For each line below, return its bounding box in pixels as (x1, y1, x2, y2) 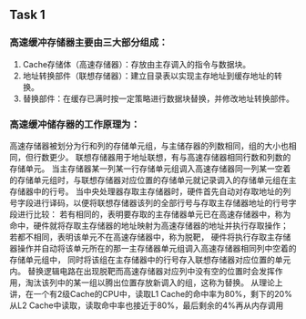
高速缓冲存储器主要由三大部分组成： (9, 36, 168, 49)
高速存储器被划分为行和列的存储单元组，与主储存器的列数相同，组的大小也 (9, 140, 289, 151)
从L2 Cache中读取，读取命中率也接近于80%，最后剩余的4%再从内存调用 (9, 300, 284, 311)
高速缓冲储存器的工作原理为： (9, 118, 141, 130)
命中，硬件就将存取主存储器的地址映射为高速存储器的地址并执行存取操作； (9, 220, 289, 231)
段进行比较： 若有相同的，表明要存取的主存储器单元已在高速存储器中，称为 (9, 209, 291, 220)
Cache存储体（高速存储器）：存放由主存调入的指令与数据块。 (22, 58, 251, 69)
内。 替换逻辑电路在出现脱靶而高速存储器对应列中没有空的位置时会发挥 (9, 265, 275, 276)
